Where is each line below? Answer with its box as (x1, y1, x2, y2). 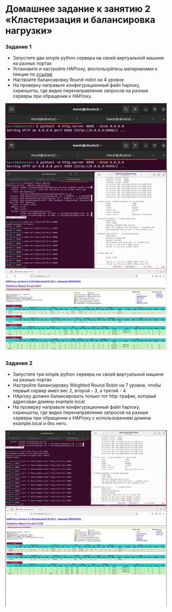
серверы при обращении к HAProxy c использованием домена (12, 415, 151, 421)
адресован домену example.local (12, 398, 85, 405)
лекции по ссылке (12, 71, 53, 78)
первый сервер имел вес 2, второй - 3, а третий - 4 (12, 388, 126, 394)
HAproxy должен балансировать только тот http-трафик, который (12, 393, 157, 399)
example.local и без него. (12, 420, 68, 427)
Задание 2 (5, 359, 33, 367)
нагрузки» (5, 25, 53, 36)
